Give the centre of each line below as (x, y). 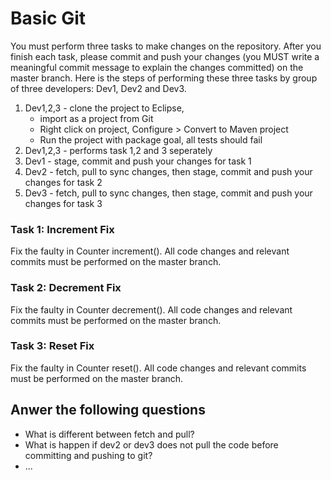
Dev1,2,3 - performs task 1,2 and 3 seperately (118, 150)
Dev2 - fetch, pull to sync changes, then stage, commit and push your (168, 171)
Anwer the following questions (108, 410)
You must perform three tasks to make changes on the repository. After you (166, 46)
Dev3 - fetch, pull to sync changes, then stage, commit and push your (168, 193)
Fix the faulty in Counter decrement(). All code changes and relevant (151, 309)
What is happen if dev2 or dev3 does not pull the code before (151, 444)
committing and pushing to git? (88, 455)
